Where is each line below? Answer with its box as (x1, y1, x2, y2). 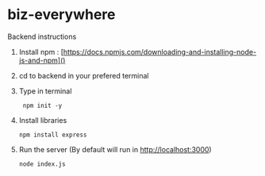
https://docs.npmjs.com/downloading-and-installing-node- (63, 47, 257, 56)
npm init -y (22, 101, 63, 109)
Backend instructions (7, 32, 77, 41)
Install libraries (18, 115, 67, 124)
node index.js (18, 160, 66, 168)
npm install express (18, 131, 87, 139)
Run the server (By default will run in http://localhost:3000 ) (18, 144, 212, 154)
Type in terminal (18, 86, 72, 96)
